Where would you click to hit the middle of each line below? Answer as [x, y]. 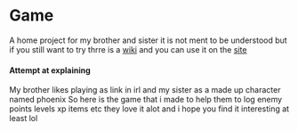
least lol [24, 119]
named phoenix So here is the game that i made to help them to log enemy [146, 100]
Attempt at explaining [50, 70]
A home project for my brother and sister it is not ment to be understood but [148, 40]
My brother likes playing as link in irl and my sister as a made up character [145, 90]
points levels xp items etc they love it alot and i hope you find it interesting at [149, 109]
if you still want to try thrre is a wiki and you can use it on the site [128, 49]
